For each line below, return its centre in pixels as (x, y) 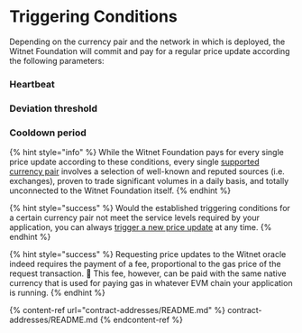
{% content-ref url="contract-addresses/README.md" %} (117, 310)
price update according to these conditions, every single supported (134, 162)
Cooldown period (48, 133)
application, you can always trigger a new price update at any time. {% (141, 227)
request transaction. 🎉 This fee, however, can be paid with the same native (148, 273)
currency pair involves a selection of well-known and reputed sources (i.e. (147, 171)
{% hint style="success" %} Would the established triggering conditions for (150, 208)
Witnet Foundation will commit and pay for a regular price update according (150, 51)
